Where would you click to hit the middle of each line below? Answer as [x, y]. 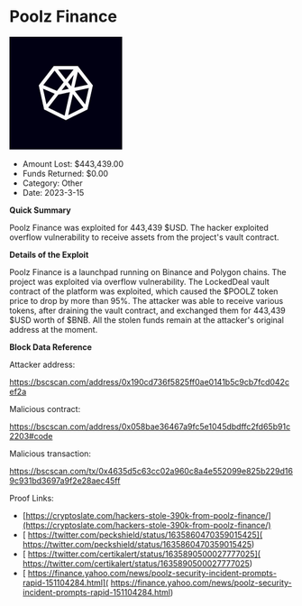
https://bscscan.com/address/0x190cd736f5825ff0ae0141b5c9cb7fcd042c [150, 381]
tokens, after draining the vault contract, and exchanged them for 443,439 [147, 310]
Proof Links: [32, 498]
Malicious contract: [45, 409]
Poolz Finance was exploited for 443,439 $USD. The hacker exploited [139, 227]
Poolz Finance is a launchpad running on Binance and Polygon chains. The [148, 271]
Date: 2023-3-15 [53, 192]
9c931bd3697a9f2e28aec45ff [65, 481]
